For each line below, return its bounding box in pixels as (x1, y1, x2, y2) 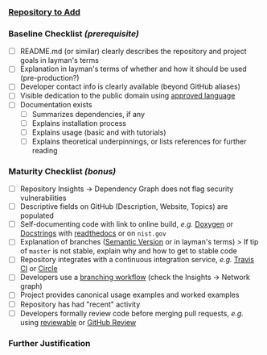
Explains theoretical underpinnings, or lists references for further (31, 136, 247, 146)
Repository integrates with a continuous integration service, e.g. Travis (19, 255, 255, 265)
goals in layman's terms (19, 56, 99, 65)
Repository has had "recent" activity (19, 299, 141, 309)
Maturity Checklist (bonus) (8, 165, 117, 177)
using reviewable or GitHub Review (19, 317, 137, 327)
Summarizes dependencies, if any (31, 109, 146, 119)
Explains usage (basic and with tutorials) (31, 127, 166, 137)
